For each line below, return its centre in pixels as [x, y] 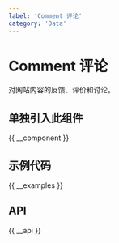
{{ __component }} [39, 138]
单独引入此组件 [46, 118]
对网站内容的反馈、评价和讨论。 [62, 90]
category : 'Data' [38, 23]
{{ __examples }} [36, 185]
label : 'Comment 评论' [45, 16]
